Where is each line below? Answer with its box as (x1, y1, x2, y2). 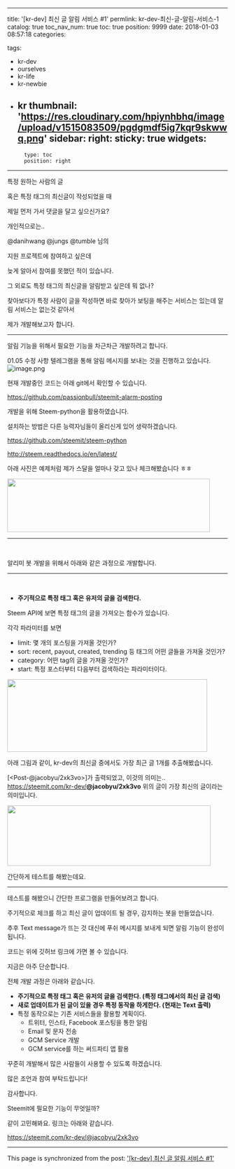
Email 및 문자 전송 (27, 1027, 78, 1035)
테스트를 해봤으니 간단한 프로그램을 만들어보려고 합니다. (7, 894, 159, 902)
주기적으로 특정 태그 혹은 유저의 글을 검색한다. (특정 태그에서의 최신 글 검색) (17, 992, 221, 1000)
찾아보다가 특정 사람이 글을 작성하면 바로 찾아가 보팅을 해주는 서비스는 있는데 (7, 296, 217, 305)
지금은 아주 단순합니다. (7, 962, 69, 971)
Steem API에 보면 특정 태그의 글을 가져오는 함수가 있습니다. (7, 608, 170, 617)
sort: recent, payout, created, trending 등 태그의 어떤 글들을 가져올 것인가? (17, 647, 226, 655)
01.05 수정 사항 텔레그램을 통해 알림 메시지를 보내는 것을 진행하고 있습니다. (7, 356, 211, 364)
